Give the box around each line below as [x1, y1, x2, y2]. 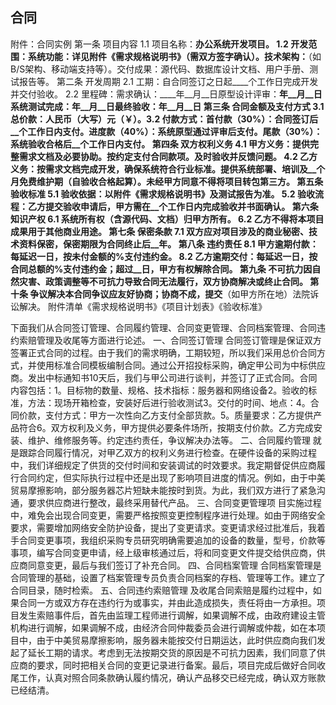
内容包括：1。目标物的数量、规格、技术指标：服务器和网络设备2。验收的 [10, 384, 309, 396]
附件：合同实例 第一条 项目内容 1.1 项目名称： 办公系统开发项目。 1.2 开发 [10, 38, 309, 50]
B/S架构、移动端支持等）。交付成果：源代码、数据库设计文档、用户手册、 [10, 63, 310, 75]
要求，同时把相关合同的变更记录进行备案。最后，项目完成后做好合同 [36, 659, 317, 671]
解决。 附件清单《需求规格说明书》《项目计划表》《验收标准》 [18, 300, 267, 312]
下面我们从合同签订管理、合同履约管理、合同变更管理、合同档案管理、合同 [10, 321, 317, 333]
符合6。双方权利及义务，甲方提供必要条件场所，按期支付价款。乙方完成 [18, 421, 314, 433]
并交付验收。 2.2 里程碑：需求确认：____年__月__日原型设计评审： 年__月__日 [10, 88, 323, 100]
